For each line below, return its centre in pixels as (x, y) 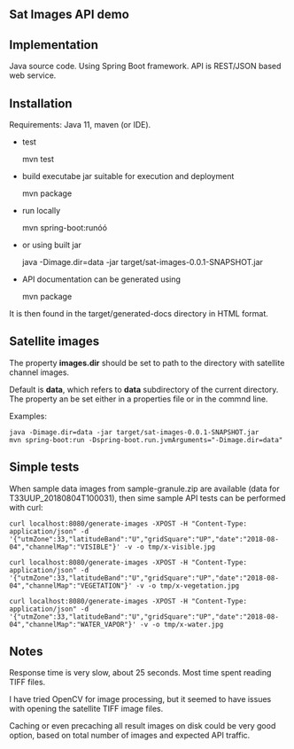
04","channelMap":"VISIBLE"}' (65, 547)
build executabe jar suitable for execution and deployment (128, 176)
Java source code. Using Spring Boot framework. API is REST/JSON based (145, 66)
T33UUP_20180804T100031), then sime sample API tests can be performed (147, 498)
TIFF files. (27, 683)
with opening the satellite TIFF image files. (86, 709)
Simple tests (44, 468)
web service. (33, 75)
